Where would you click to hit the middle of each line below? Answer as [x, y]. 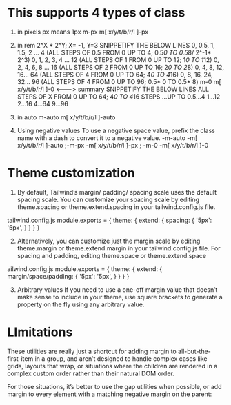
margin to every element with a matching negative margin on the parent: [110, 394]
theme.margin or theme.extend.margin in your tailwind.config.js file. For [119, 248]
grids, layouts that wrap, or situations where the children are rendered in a [112, 366]
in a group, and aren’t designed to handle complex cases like [121, 358]
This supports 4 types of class [96, 13]
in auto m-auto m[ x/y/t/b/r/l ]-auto [66, 117]
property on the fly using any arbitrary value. [81, 304]
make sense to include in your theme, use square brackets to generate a [120, 297]
